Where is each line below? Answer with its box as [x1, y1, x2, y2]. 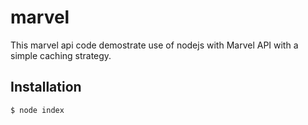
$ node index [10, 105, 65, 115]
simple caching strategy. [10, 49, 112, 61]
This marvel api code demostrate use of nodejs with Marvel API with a [10, 39, 299, 51]
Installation [10, 79, 82, 96]
